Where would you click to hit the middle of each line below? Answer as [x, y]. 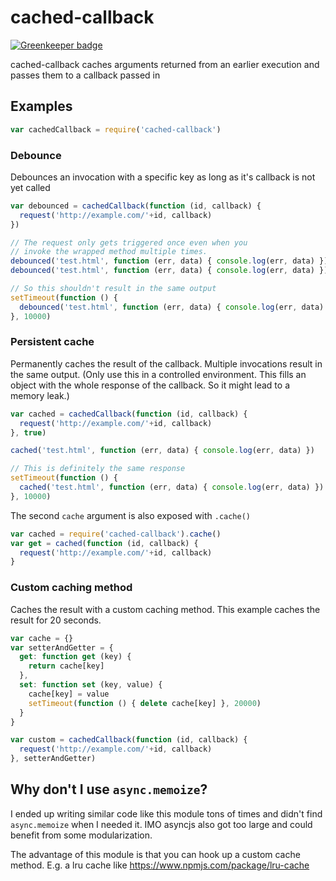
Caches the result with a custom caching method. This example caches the [165, 609]
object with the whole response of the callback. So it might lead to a [150, 385]
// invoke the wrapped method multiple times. [109, 252]
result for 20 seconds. [56, 620]
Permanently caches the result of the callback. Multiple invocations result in [166, 363]
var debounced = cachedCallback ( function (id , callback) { [136, 206]
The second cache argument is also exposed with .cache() [130, 515]
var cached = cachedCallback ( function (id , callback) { [129, 414]
